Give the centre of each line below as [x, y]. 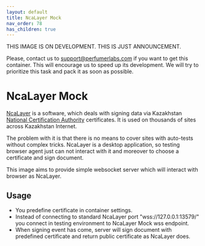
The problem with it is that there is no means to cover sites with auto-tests [100, 138]
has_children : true [31, 29]
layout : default [27, 12]
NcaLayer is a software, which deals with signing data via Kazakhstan [94, 113]
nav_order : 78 [24, 23]
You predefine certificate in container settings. [74, 210]
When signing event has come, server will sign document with [94, 230]
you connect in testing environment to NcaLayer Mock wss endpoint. [102, 223]
